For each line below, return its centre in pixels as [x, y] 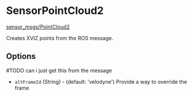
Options [21, 56]
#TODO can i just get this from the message [59, 70]
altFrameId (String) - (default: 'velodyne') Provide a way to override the [101, 81]
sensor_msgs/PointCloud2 [38, 27]
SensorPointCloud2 [55, 11]
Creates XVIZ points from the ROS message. [60, 38]
